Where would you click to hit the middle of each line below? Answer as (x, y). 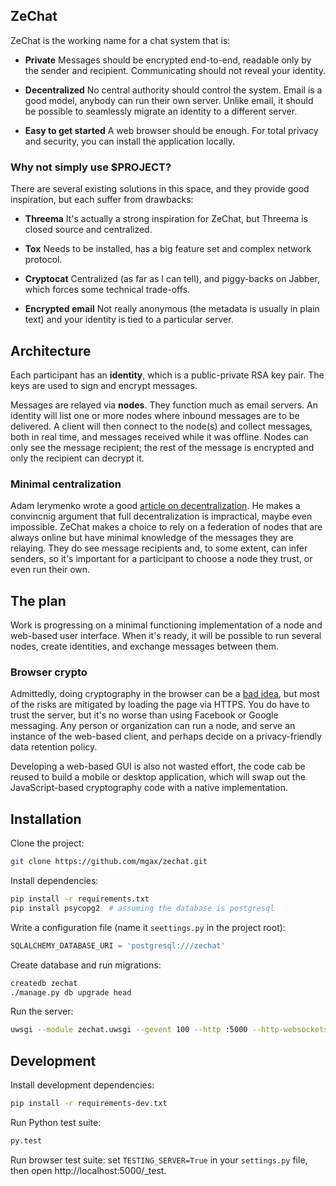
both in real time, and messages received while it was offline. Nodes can (159, 436)
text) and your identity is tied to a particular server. (129, 320)
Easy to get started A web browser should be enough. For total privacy (171, 130)
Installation (46, 819)
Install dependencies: (54, 881)
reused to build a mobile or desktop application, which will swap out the (158, 777)
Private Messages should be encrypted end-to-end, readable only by (168, 60)
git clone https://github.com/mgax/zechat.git (109, 862)
